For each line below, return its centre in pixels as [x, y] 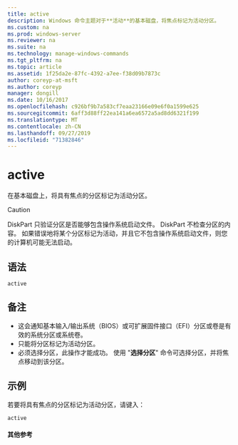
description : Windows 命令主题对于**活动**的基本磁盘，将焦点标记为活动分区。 [114, 21]
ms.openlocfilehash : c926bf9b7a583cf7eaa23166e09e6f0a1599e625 [103, 107]
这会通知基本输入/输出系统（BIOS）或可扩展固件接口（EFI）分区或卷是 [121, 325]
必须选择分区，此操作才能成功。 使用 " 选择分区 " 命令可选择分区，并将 [120, 352]
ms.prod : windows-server [44, 34]
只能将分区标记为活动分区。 [58, 343]
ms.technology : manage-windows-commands [68, 54]
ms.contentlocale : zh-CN [44, 126]
